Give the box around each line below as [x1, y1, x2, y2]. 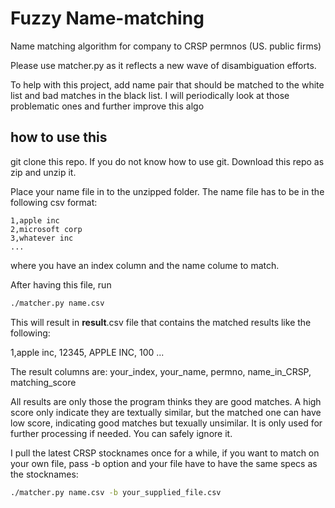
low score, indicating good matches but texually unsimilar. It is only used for [10, 417, 323, 429]
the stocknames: [10, 468, 79, 480]
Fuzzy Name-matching [10, 7, 205, 30]
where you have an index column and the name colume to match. [10, 259, 280, 271]
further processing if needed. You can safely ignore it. [10, 427, 233, 439]
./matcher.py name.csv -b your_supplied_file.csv [10, 487, 222, 497]
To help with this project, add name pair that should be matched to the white [10, 78, 325, 91]
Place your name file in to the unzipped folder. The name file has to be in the [10, 185, 325, 197]
